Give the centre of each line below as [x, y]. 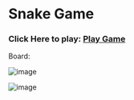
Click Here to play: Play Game [67, 39]
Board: [19, 56]
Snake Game [51, 14]
